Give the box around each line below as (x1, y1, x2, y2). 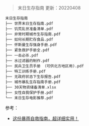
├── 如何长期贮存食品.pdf (5, 37, 54, 42)
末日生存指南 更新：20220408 (17, 5, 81, 10)
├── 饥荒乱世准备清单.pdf (5, 26, 54, 31)
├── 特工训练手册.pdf (5, 69, 46, 74)
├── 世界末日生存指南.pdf (5, 21, 54, 26)
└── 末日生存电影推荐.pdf (5, 95, 54, 100)
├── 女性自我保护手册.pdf (5, 90, 54, 95)
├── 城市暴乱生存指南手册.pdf (5, 79, 61, 84)
